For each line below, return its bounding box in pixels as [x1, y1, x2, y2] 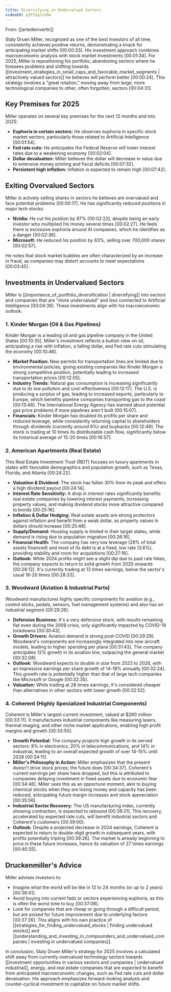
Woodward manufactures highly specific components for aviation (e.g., [5, 596, 155, 602]
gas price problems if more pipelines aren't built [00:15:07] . [12, 407, 138, 413]
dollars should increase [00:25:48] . [12, 523, 87, 529]
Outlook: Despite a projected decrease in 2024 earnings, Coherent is [12, 825, 159, 831]
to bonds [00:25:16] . [12, 506, 56, 513]
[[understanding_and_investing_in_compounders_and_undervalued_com [12, 933, 165, 939]
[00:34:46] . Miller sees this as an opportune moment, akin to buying [12, 781, 157, 787]
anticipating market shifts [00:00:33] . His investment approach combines [5, 47, 159, 53]
